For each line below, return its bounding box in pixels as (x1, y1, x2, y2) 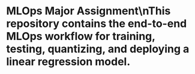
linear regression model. (6, 55, 131, 69)
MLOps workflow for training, (6, 30, 155, 43)
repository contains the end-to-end (6, 17, 187, 30)
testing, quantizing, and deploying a (6, 42, 190, 56)
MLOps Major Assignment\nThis (6, 4, 171, 18)
